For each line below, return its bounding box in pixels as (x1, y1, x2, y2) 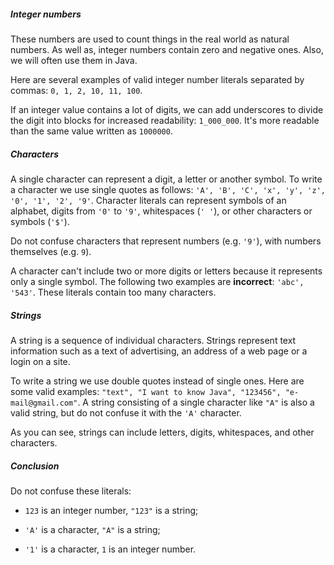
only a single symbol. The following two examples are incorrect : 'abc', (10, 275, 305, 287)
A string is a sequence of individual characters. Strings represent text (10, 334, 297, 346)
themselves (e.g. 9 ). (10, 245, 92, 257)
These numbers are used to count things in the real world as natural (10, 33, 290, 45)
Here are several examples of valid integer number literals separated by (10, 73, 305, 85)
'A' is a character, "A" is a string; (24, 523, 161, 535)
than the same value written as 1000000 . (10, 125, 173, 137)
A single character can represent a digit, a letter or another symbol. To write (10, 173, 323, 185)
